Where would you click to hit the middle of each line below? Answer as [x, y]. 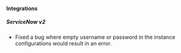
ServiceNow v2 [26, 22]
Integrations [22, 8]
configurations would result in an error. [63, 43]
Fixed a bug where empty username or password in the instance [95, 37]
